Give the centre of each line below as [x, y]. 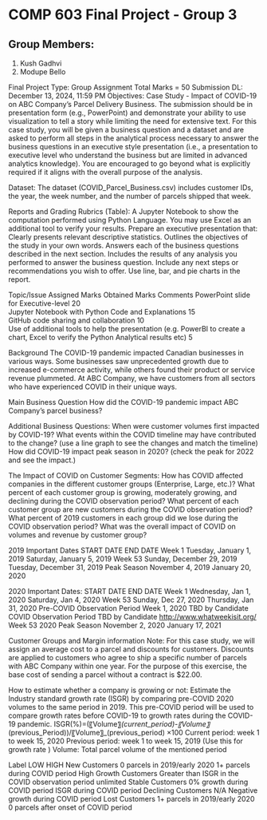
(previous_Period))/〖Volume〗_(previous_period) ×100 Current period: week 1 [134, 733]
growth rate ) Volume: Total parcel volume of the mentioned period [118, 749]
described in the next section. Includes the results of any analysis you [123, 254]
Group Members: [51, 44]
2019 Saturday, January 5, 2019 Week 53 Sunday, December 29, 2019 [123, 559]
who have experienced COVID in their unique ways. [93, 386]
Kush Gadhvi [41, 63]
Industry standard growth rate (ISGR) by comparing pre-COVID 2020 [121, 699]
